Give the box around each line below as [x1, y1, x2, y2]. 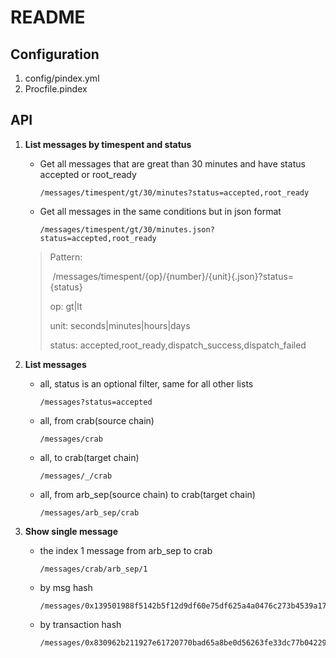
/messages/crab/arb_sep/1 [39, 564, 148, 574]
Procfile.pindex [24, 83, 88, 95]
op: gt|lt [49, 300, 83, 312]
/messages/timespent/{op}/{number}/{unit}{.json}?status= [52, 270, 295, 282]
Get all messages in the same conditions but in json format [39, 205, 282, 217]
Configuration [10, 46, 100, 63]
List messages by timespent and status [24, 138, 192, 150]
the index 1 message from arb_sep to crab [39, 544, 213, 556]
